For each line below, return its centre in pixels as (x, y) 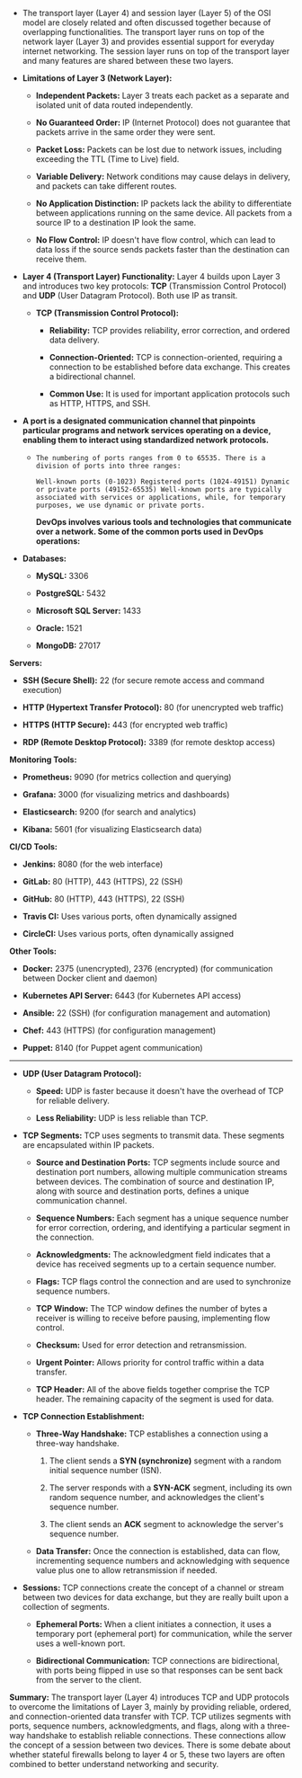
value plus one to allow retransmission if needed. (126, 1570)
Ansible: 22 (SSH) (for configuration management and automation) (147, 1013)
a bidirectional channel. (93, 376)
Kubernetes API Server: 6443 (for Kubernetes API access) (132, 996)
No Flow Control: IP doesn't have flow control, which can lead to (155, 240)
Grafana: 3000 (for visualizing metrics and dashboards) (126, 794)
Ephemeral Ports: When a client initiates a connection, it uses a (154, 1624)
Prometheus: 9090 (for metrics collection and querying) (127, 777)
